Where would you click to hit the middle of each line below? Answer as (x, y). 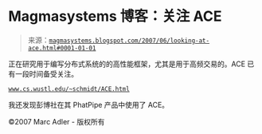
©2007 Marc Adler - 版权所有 (57, 121)
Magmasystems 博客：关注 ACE (115, 16)
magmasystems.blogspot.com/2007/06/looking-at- (129, 41)
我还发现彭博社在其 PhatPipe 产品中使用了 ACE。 (89, 104)
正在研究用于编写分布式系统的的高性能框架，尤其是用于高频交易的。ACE (127, 64)
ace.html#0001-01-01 (62, 48)
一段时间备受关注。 (46, 73)
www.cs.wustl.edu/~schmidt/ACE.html (69, 89)
